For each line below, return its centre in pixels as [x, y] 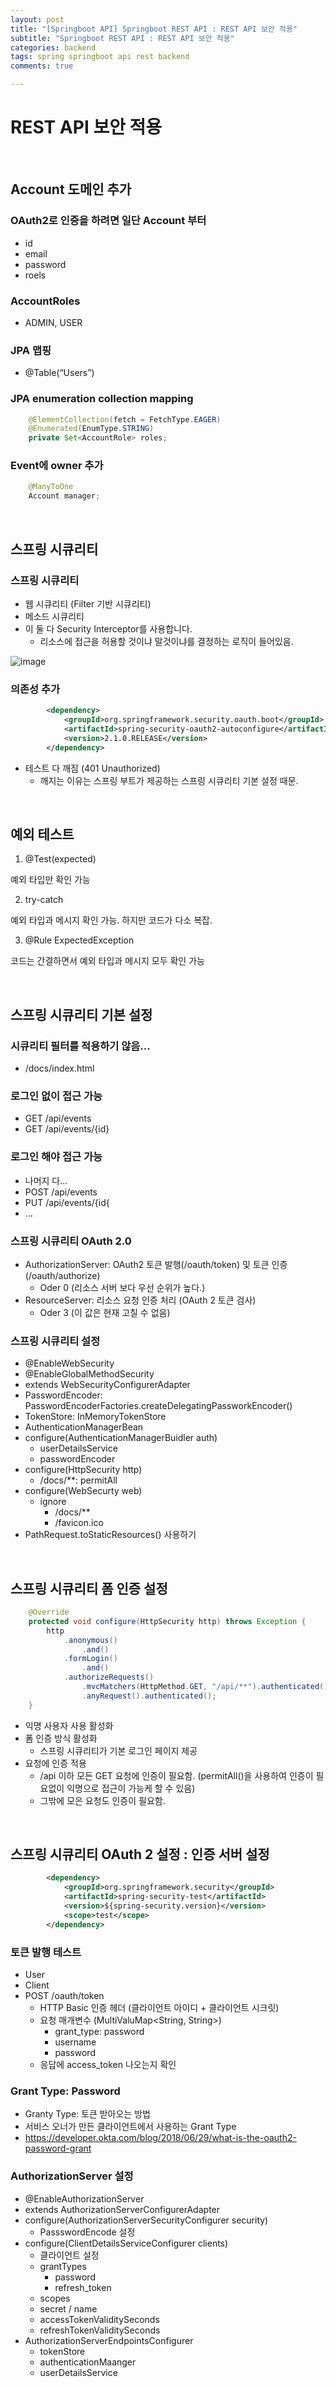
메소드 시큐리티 [54, 616]
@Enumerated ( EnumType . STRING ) [91, 429]
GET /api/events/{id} [67, 1129]
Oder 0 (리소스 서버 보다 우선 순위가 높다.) [122, 1287]
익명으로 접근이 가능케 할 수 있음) [131, 1788]
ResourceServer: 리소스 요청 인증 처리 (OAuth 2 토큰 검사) [140, 1300]
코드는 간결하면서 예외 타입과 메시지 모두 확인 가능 [107, 961]
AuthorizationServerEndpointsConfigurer [109, 2340]
